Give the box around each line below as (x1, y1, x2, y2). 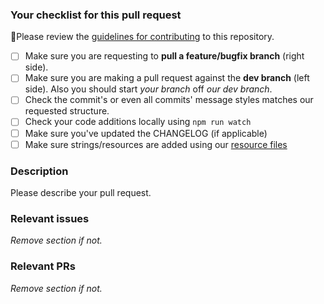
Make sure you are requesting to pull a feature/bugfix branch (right (24, 50, 305, 62)
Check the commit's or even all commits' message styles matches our (24, 94, 314, 106)
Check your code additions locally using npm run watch (24, 116, 252, 128)
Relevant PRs (10, 259, 76, 273)
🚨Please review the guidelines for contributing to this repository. (10, 31, 275, 43)
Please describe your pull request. (10, 186, 152, 198)
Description (10, 164, 69, 178)
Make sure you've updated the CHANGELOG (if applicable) (24, 127, 268, 139)
